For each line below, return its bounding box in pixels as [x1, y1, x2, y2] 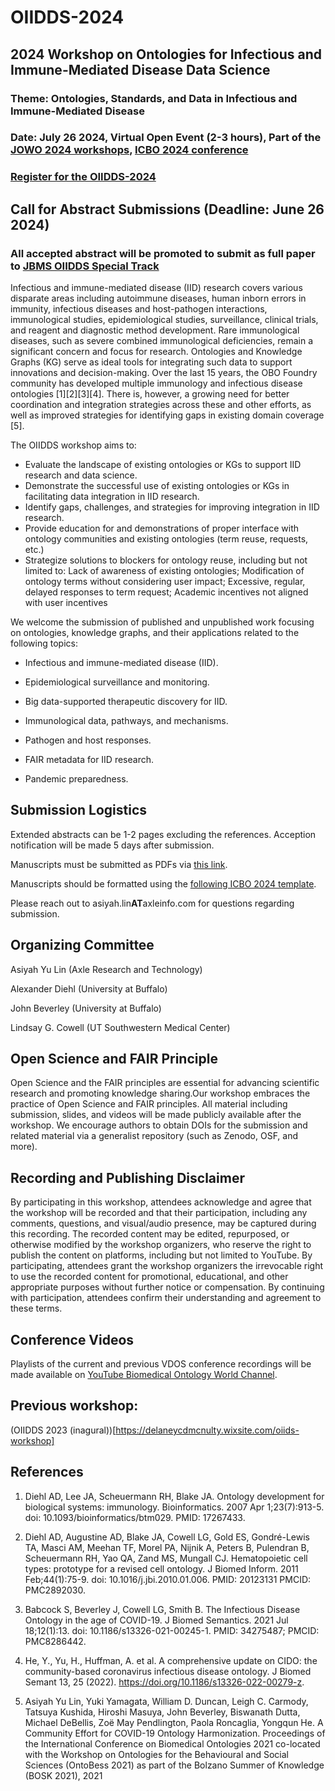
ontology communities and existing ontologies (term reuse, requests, [24, 533, 309, 545]
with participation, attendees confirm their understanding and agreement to [10, 1292, 322, 1304]
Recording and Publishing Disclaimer [10, 1169, 245, 1186]
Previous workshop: [10, 1397, 139, 1415]
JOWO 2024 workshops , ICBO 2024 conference [10, 143, 249, 157]
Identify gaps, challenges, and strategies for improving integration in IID [24, 501, 320, 513]
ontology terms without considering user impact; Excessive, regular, [24, 576, 306, 588]
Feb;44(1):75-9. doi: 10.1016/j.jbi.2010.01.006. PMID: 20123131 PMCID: [24, 1573, 312, 1585]
